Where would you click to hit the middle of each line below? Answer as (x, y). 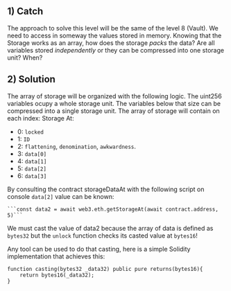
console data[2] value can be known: (61, 196)
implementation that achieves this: (56, 256)
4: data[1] (32, 161)
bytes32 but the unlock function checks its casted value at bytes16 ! (102, 236)
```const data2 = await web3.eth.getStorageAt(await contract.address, (113, 209)
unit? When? (25, 58)
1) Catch (25, 11)
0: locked (30, 132)
